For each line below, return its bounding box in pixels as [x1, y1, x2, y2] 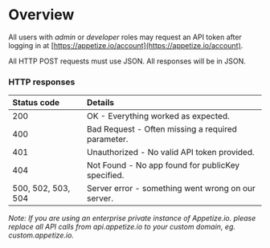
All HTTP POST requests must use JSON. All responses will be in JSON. [8, 56, 247, 66]
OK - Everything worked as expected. [87, 111, 231, 122]
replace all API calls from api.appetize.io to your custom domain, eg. [8, 222, 235, 232]
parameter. [87, 134, 129, 145]
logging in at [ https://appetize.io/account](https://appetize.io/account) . [8, 40, 243, 50]
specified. [87, 170, 125, 181]
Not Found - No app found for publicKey [87, 160, 239, 171]
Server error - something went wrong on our [87, 183, 256, 194]
